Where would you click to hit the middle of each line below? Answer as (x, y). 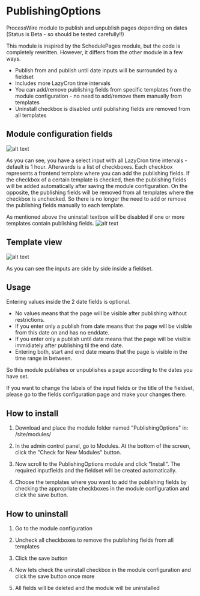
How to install (32, 413)
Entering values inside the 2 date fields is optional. (68, 302)
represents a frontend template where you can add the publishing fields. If (98, 173)
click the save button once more (55, 576)
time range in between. (44, 358)
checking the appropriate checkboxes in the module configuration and (102, 489)
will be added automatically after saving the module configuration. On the (97, 186)
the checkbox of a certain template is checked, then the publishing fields (96, 180)
